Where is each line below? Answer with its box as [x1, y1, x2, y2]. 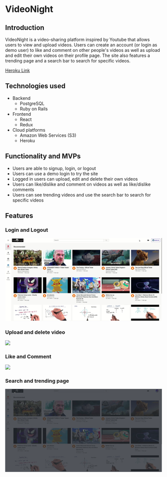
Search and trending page [5, 378, 70, 385]
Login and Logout [5, 226, 48, 233]
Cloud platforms [12, 127, 46, 133]
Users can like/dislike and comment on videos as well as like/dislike [12, 181, 151, 187]
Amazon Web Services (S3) [19, 132, 77, 138]
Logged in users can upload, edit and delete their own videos [12, 176, 138, 182]
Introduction [5, 23, 45, 32]
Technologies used [5, 82, 66, 90]
